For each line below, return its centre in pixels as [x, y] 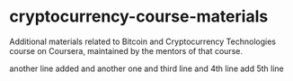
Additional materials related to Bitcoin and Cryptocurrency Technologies [143, 41]
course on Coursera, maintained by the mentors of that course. [126, 50]
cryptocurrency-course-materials [139, 17]
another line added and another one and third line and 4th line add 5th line [147, 68]
